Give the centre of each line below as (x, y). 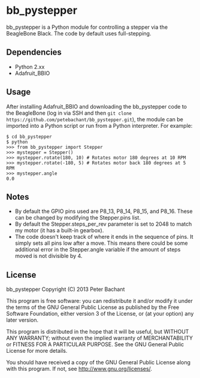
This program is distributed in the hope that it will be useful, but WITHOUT (98, 332)
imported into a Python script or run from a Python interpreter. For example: (99, 125)
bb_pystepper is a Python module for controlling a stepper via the (87, 27)
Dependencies (34, 52)
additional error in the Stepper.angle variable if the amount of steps (98, 250)
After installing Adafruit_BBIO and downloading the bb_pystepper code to (97, 106)
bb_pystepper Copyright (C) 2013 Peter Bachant (66, 289)
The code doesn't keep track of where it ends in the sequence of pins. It (104, 237)
